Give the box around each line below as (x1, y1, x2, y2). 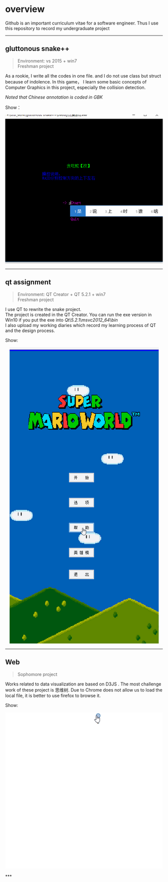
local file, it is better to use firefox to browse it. (5, 692, 101, 698)
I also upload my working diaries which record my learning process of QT (5, 322, 156, 328)
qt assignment (5, 278, 51, 286)
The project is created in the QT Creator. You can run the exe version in (5, 311, 152, 317)
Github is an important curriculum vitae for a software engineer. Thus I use (5, 20, 158, 26)
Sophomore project (17, 671, 57, 677)
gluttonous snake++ (5, 44, 70, 53)
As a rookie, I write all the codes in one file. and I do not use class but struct (5, 72, 161, 78)
